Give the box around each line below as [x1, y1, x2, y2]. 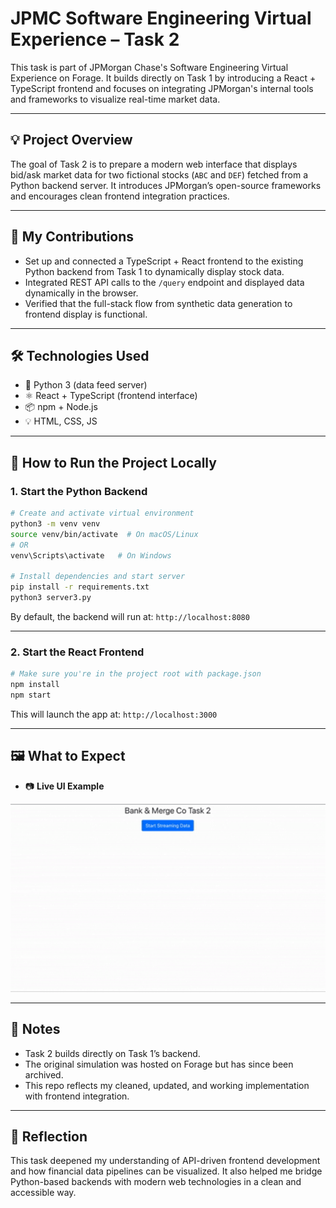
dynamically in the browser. [24, 287, 139, 299]
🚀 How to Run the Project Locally [10, 454, 217, 471]
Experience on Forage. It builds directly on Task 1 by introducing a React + [10, 72, 317, 84]
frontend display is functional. [24, 308, 148, 320]
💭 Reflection [10, 1128, 88, 1145]
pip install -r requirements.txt [10, 582, 150, 592]
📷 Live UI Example [24, 780, 105, 792]
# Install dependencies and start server [10, 572, 186, 582]
